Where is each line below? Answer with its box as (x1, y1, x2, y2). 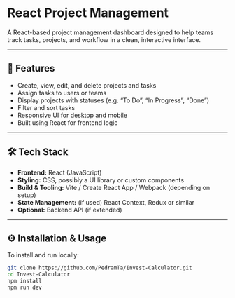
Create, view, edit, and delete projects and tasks (17, 81, 157, 89)
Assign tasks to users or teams (17, 88, 107, 97)
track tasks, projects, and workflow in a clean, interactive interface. (7, 35, 201, 43)
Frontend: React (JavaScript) (17, 168, 102, 177)
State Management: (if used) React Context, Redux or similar (17, 198, 194, 206)
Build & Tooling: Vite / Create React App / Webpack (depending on (17, 183, 211, 191)
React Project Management (7, 5, 169, 21)
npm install (7, 278, 42, 285)
